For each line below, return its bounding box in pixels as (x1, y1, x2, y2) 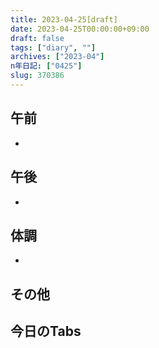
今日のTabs (10, 323, 82, 340)
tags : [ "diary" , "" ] (10, 42, 97, 53)
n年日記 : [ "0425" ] (10, 61, 83, 71)
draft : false (10, 33, 65, 43)
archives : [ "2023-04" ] (10, 52, 105, 62)
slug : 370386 (10, 71, 65, 81)
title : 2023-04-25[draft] (10, 14, 118, 25)
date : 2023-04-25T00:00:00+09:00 (10, 24, 150, 34)
